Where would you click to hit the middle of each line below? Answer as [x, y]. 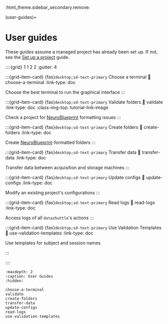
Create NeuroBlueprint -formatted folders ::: [51, 142]
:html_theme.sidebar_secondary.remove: [48, 7]
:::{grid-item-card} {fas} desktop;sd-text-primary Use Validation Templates [83, 227]
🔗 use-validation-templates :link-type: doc [49, 233]
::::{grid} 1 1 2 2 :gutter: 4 [31, 67]
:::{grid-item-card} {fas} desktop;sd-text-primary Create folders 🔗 [74, 127]
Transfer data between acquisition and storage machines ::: [68, 167]
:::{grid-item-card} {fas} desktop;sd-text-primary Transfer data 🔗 [73, 152]
